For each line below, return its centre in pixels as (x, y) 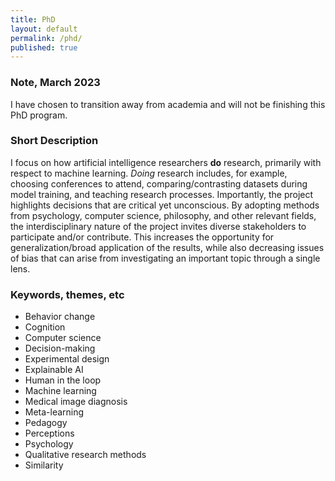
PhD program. (39, 115)
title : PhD (33, 19)
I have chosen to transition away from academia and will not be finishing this (168, 104)
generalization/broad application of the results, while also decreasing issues (167, 247)
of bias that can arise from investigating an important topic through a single (165, 258)
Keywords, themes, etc (67, 294)
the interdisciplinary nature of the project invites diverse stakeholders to (158, 226)
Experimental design (67, 359)
